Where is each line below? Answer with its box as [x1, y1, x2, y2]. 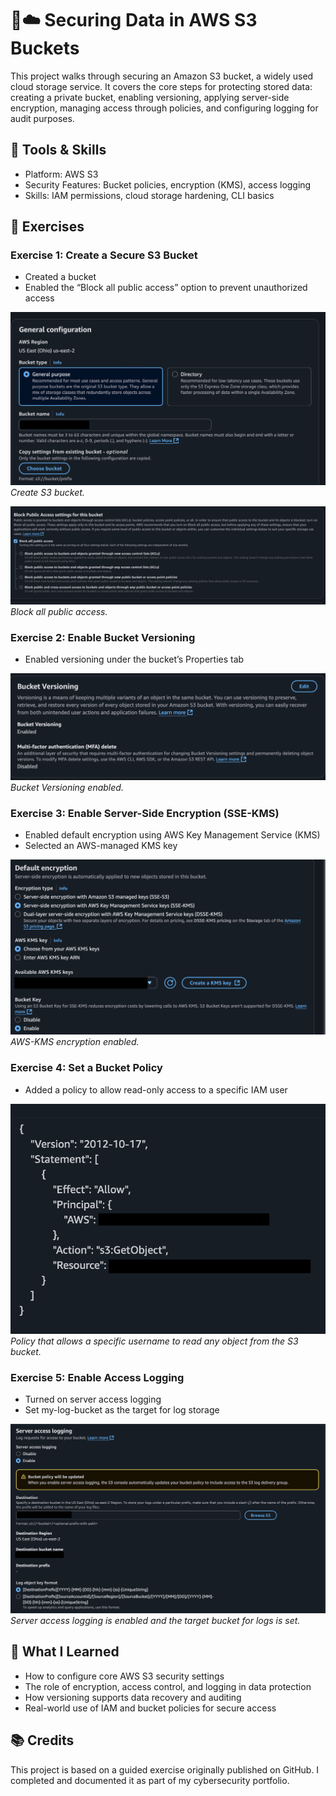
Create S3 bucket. [10, 486, 85, 498]
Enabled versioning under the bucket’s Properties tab [24, 653, 245, 666]
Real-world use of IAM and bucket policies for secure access [24, 1702, 277, 1714]
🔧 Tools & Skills [10, 142, 107, 159]
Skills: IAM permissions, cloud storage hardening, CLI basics [24, 189, 275, 201]
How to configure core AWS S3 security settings [24, 1670, 225, 1682]
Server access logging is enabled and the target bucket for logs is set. [10, 1615, 301, 1627]
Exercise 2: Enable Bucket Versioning [10, 630, 196, 644]
